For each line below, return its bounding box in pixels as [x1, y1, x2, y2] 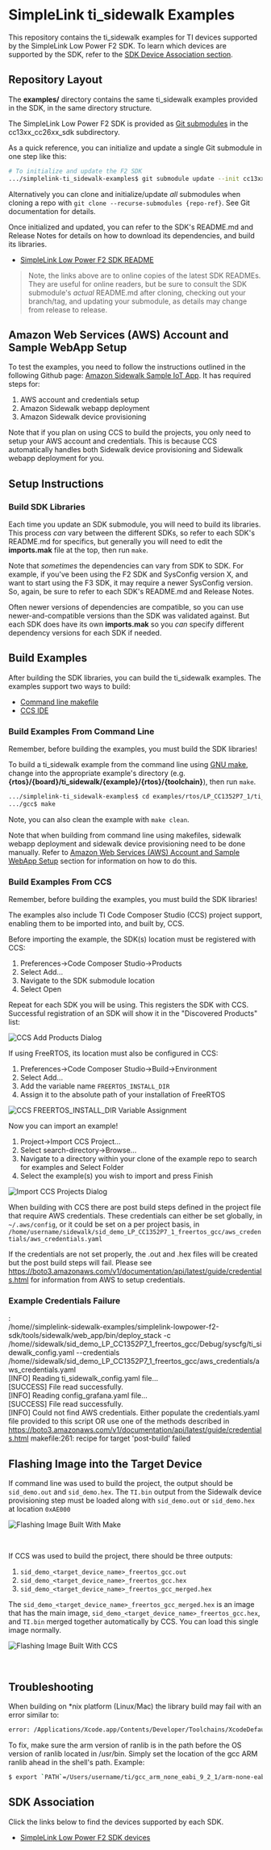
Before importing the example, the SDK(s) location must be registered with [8, 934, 256, 944]
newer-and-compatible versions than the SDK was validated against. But [8, 611, 250, 620]
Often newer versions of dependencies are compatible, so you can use [8, 602, 244, 611]
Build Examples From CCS [8, 876, 112, 887]
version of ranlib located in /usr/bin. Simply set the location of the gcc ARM [8, 1748, 258, 1758]
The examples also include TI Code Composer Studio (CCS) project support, [8, 910, 263, 920]
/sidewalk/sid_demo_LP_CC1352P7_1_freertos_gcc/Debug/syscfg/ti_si [31, 1339, 262, 1349]
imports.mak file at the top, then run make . [8, 545, 148, 555]
